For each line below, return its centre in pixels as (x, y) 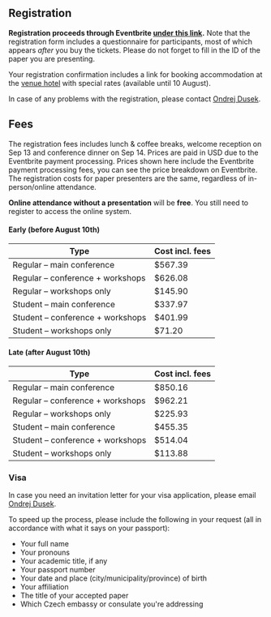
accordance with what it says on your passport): (89, 528)
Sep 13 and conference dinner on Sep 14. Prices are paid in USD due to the (133, 152)
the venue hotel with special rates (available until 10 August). (110, 83)
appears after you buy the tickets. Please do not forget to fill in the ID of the (135, 50)
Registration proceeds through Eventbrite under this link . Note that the (129, 32)
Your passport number (58, 570)
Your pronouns (45, 553)
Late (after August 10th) (49, 353)
